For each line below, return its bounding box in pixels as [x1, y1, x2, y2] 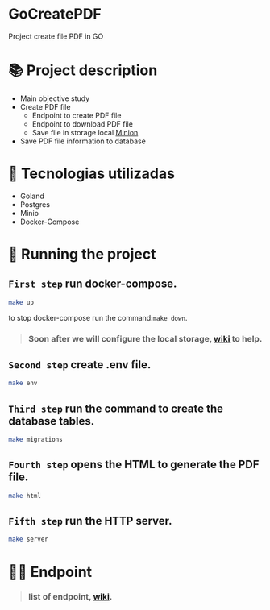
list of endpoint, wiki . [27, 591, 113, 603]
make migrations [8, 436, 63, 444]
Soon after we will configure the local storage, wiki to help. [27, 333, 263, 344]
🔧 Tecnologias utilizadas [8, 164, 176, 183]
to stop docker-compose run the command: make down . [8, 313, 188, 322]
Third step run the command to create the [8, 401, 224, 415]
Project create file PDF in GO [8, 31, 104, 41]
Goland [19, 191, 44, 201]
